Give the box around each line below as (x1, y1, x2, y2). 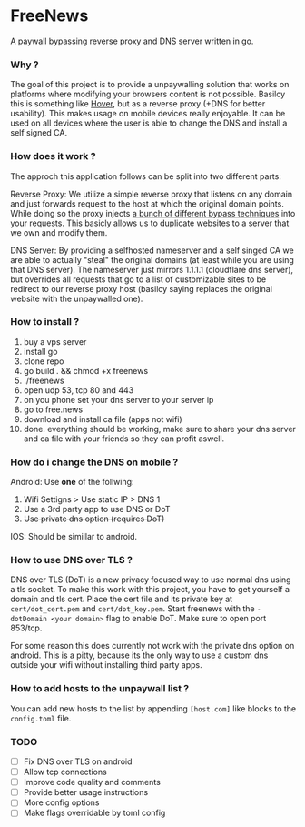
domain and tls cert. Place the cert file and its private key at (10, 593, 233, 605)
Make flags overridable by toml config (23, 807, 166, 819)
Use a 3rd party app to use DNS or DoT (23, 504, 171, 515)
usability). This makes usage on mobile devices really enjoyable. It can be (10, 108, 286, 119)
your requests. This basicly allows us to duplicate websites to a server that (10, 217, 290, 228)
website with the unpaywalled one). (10, 293, 143, 304)
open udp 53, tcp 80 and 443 (23, 384, 134, 396)
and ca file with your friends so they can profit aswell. (23, 433, 225, 444)
